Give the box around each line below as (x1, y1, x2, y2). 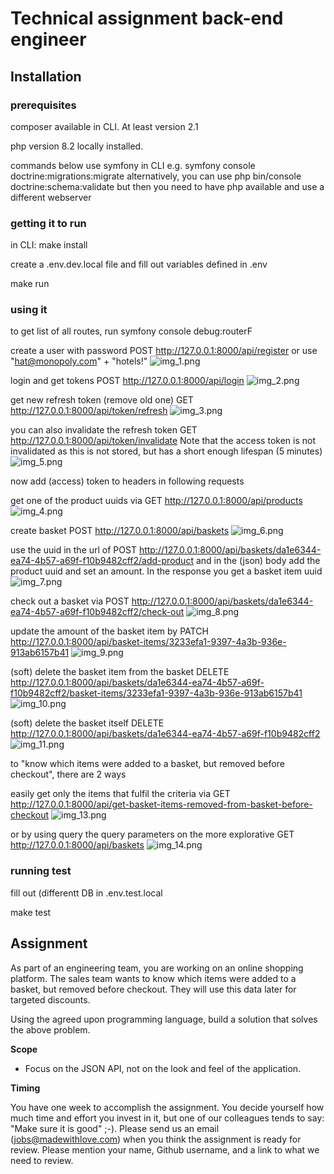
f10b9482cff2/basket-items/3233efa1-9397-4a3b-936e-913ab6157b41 (10, 687, 303, 699)
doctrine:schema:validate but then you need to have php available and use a (10, 180, 325, 192)
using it (10, 303, 48, 317)
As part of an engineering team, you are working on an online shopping (10, 962, 304, 974)
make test (10, 906, 52, 918)
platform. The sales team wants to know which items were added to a (10, 972, 297, 984)
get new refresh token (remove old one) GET (10, 394, 194, 406)
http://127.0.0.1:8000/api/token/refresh (10, 405, 168, 417)
